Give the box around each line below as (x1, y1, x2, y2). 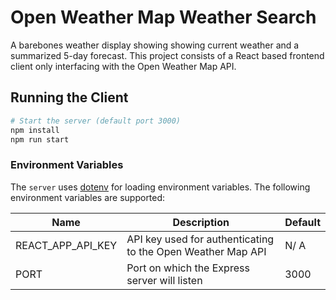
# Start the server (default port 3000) (10, 116, 182, 126)
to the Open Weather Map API (126, 244, 267, 258)
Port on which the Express (126, 261, 250, 275)
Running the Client (10, 89, 129, 106)
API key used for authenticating (126, 232, 275, 246)
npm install (10, 125, 60, 135)
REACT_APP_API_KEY (15, 238, 118, 252)
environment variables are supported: (10, 191, 166, 203)
